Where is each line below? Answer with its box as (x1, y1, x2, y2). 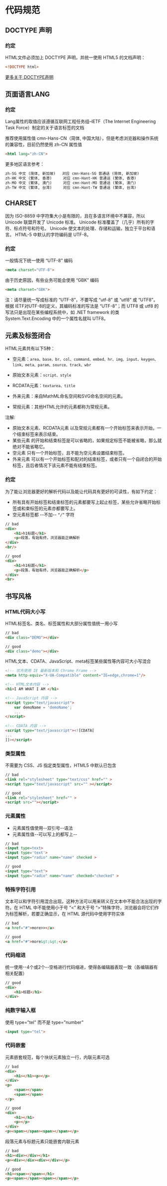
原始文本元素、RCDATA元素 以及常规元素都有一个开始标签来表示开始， (12, 425, 158, 431)
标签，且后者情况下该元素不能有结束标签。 (12, 463, 100, 469)
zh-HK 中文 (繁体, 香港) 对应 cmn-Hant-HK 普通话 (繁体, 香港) (5, 176, 137, 181)
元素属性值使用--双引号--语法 (12, 825, 73, 831)
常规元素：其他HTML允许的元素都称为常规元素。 (12, 404, 112, 410)
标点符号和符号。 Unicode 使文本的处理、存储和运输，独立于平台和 (13, 225, 152, 231)
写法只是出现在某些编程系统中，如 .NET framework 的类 (5, 309, 120, 315)
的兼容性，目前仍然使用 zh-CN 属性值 (5, 142, 83, 148)
